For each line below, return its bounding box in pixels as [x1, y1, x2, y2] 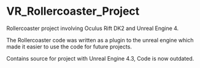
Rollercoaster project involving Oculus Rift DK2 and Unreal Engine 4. [6, 25, 179, 32]
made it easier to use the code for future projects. [6, 43, 132, 50]
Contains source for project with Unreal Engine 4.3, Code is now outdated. [6, 55, 194, 62]
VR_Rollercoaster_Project [6, 4, 140, 18]
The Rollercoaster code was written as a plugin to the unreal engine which [6, 36, 194, 43]
